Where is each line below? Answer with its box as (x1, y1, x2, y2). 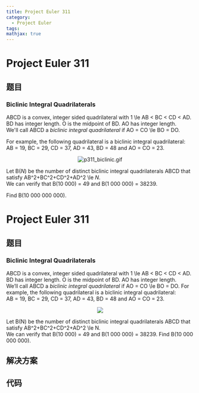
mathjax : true (6, 31, 42, 37)
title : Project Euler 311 (6, 8, 70, 15)
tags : (6, 25, 20, 32)
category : (6, 14, 31, 20)
